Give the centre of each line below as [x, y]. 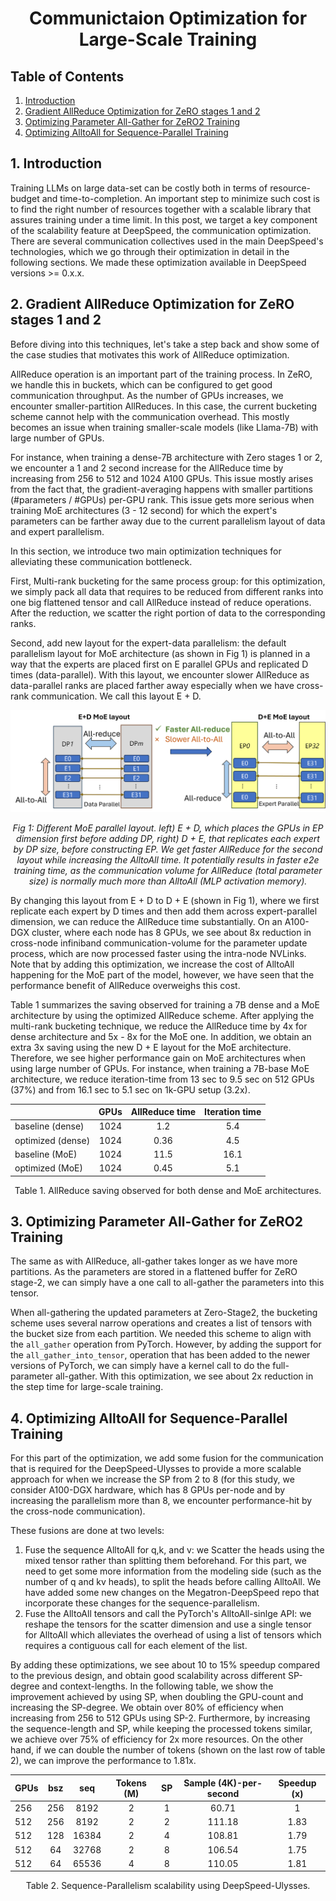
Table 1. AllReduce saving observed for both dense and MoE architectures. [168, 1190]
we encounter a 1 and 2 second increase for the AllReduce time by [147, 468]
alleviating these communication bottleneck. [101, 561]
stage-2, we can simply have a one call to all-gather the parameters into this [167, 1283]
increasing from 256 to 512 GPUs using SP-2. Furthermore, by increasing [160, 1718]
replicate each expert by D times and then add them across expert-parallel [164, 911]
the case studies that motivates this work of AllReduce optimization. [150, 354]
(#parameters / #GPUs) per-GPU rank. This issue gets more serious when [162, 499]
